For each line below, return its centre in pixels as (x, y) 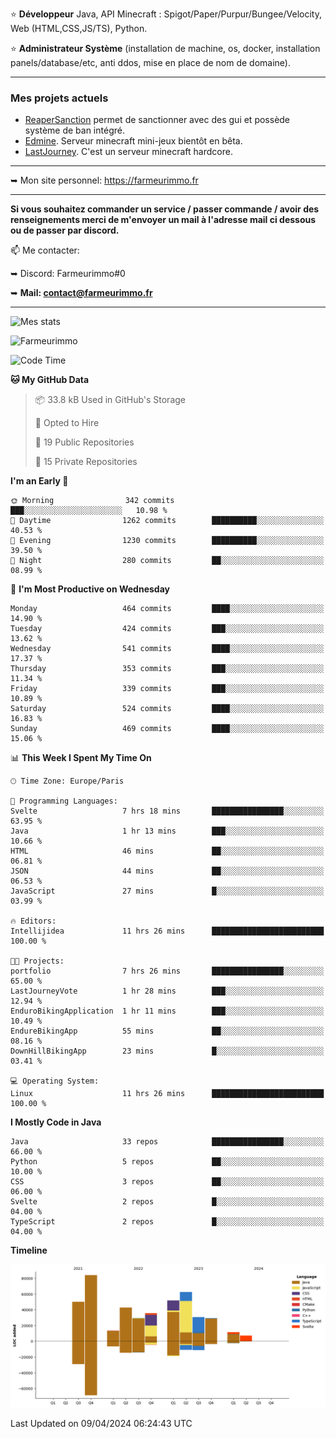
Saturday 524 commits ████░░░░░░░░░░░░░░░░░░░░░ (167, 709)
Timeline (29, 1250)
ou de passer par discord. (65, 230)
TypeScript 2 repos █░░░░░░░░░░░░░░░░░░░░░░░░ (167, 1222)
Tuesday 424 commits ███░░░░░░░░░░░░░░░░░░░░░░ (167, 629)
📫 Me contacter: (45, 250)
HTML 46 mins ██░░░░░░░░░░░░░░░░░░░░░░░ (167, 851)
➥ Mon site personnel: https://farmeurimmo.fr (104, 180)
